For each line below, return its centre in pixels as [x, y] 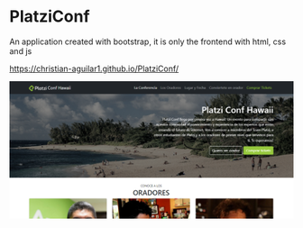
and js [21, 50]
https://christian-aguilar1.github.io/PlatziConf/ [94, 68]
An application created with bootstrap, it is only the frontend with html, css [148, 41]
